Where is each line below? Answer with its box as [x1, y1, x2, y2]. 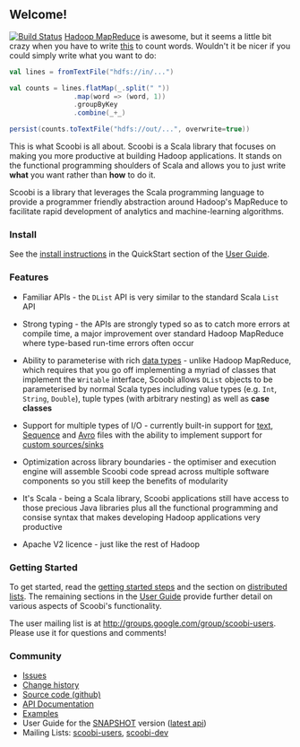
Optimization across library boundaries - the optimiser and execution [21, 456, 277, 467]
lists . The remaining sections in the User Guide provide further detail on [9, 591, 273, 602]
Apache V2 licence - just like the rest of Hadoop [21, 538, 200, 550]
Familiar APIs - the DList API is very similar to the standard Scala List [21, 291, 279, 302]
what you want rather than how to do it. [9, 169, 157, 180]
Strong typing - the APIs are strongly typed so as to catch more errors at [21, 318, 290, 329]
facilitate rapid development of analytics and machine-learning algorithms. [9, 206, 285, 217]
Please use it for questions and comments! [9, 627, 167, 638]
